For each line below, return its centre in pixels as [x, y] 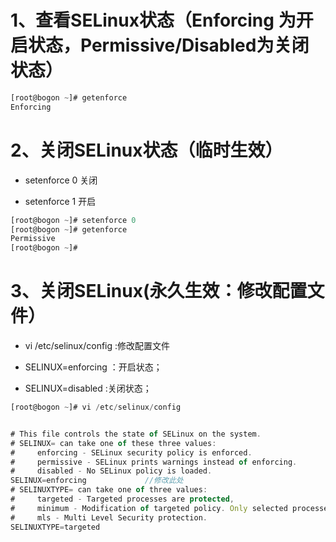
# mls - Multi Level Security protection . [109, 517]
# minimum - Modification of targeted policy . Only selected [149, 508]
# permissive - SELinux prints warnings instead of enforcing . [154, 462]
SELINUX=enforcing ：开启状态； [93, 367]
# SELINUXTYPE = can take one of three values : [109, 490]
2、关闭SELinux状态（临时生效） [146, 150]
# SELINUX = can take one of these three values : [113, 443]
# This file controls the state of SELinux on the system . [136, 434]
